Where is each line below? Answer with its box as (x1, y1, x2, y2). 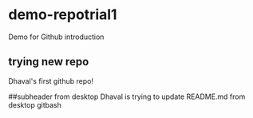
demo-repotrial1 (8, 6, 117, 24)
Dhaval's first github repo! (8, 76, 94, 85)
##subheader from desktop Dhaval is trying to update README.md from (8, 92, 246, 101)
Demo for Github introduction (8, 32, 105, 41)
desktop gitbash (8, 100, 61, 109)
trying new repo (8, 55, 89, 69)
